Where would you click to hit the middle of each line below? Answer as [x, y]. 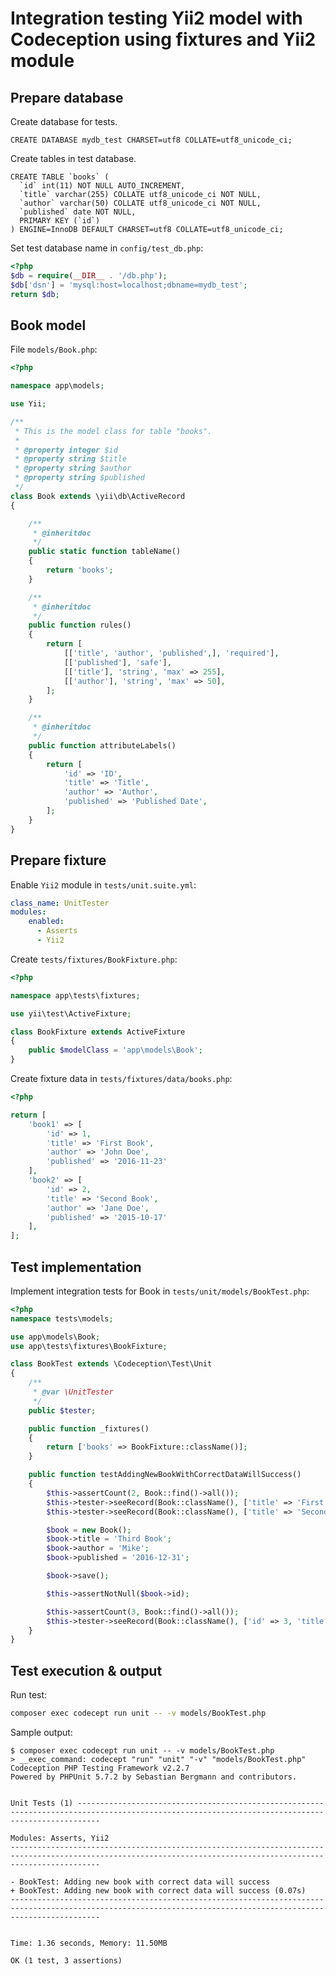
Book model [48, 325]
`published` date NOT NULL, [78, 212]
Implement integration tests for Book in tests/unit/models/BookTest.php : [160, 1291]
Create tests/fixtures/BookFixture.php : [94, 959]
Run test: [29, 1695]
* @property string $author [73, 468]
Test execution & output [86, 1670]
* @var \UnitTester [73, 1392]
